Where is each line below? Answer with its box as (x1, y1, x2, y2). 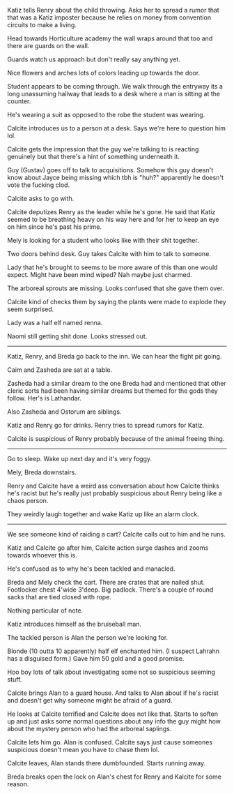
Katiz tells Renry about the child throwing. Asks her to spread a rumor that (7, 6, 219, 14)
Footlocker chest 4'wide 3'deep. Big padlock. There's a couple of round (7, 585, 214, 594)
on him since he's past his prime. (7, 223, 102, 231)
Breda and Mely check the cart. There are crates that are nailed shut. (7, 578, 205, 586)
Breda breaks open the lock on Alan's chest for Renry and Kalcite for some (7, 772, 221, 781)
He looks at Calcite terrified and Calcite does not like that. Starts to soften (7, 710, 218, 718)
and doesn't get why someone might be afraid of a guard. (7, 696, 173, 704)
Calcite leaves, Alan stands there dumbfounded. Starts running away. (7, 759, 206, 767)
